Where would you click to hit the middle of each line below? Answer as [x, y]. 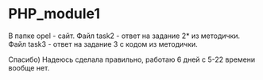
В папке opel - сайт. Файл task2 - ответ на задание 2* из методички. [124, 36]
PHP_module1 [54, 14]
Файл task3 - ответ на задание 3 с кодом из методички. [103, 44]
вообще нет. [29, 67]
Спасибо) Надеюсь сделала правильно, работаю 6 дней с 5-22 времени [132, 59]
